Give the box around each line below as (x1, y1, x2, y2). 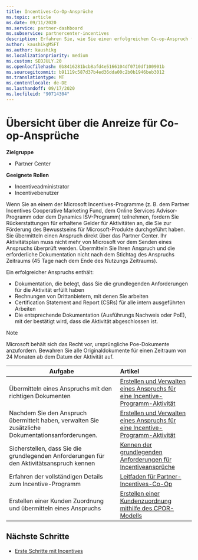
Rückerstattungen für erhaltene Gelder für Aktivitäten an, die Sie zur (6, 219, 172, 226)
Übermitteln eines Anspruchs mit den (9, 385, 112, 393)
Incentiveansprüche (120, 463, 176, 471)
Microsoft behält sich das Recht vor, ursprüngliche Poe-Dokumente (6, 340, 170, 347)
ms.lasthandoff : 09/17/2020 (6, 86, 75, 92)
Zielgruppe (6, 148, 34, 155)
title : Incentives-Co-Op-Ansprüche (6, 8, 94, 15)
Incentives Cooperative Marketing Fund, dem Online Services (6, 207, 155, 214)
